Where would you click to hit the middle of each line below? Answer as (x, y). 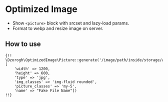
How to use (23, 44)
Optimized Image (41, 9)
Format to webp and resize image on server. (58, 28)
